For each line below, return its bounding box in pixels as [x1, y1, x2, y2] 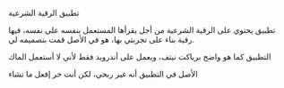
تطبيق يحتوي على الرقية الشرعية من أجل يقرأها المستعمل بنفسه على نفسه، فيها [8, 25, 276, 35]
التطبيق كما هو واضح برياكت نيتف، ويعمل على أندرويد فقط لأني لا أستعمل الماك [8, 52, 271, 61]
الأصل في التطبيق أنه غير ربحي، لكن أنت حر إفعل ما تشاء [8, 68, 198, 79]
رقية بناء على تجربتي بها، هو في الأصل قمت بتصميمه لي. [8, 35, 194, 44]
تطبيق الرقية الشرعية [8, 8, 80, 18]
